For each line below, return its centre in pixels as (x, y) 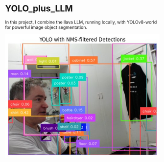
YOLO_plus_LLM (39, 9)
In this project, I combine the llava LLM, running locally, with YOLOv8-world (81, 22)
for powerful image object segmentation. (46, 27)
